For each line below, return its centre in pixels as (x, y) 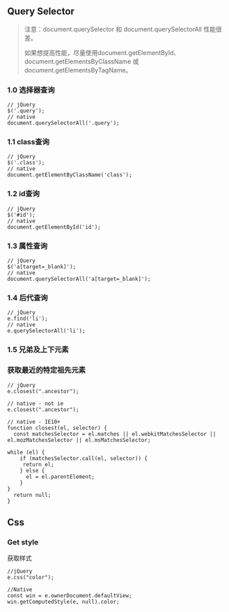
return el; (38, 464)
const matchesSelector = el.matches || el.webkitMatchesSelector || (115, 434)
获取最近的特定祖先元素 (46, 370)
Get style (23, 542)
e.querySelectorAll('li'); (46, 331)
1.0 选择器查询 (31, 90)
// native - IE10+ (34, 422)
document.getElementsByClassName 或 (81, 61)
